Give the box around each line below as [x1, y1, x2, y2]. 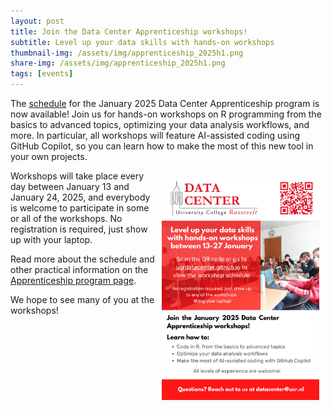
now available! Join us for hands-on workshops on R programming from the [10, 108, 322, 120]
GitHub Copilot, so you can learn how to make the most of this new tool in [10, 140, 314, 152]
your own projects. [10, 151, 88, 162]
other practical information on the [10, 264, 149, 275]
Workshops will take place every [10, 170, 145, 182]
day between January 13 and [10, 181, 130, 192]
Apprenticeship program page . [10, 275, 137, 286]
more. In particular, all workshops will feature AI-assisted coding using [10, 130, 300, 141]
